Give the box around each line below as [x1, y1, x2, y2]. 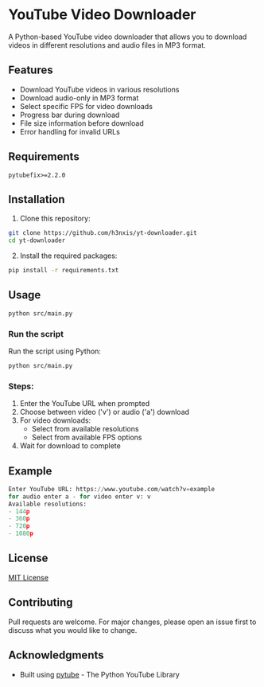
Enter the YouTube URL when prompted [19, 399, 150, 408]
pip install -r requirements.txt [8, 267, 119, 275]
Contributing [8, 595, 73, 610]
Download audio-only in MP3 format [19, 93, 139, 103]
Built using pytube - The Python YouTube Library [19, 669, 181, 679]
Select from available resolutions [31, 424, 139, 434]
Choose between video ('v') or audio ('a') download [19, 408, 189, 417]
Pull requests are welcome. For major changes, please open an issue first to [8, 617, 257, 626]
